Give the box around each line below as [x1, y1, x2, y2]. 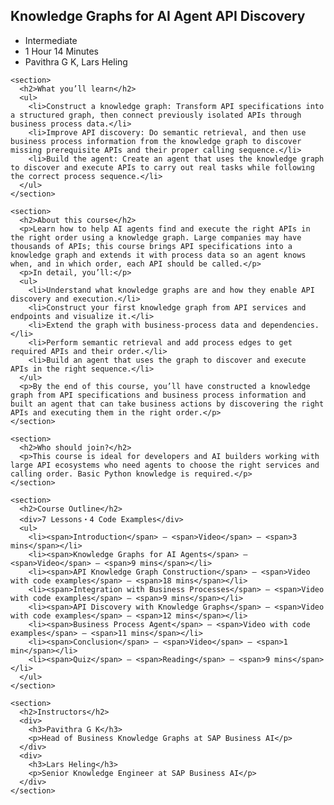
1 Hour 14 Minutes [24, 45, 99, 57]
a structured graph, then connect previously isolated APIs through [10, 110, 302, 120]
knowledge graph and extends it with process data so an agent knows [10, 250, 307, 260]
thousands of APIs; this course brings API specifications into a [10, 241, 293, 251]
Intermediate [24, 34, 78, 46]
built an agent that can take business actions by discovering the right [10, 399, 325, 409]
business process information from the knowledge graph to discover [10, 136, 302, 146]
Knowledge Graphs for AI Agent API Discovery [10, 8, 306, 25]
